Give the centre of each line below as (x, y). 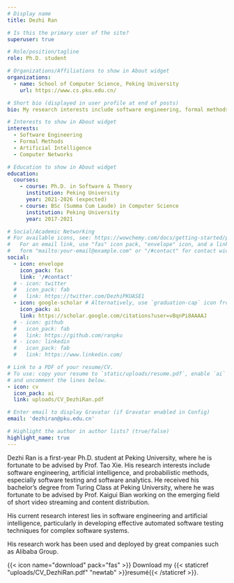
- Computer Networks (43, 154)
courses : (26, 180)
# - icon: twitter (40, 283)
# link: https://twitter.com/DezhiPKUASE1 (79, 296)
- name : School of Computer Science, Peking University (96, 84)
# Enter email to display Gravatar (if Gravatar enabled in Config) (109, 412)
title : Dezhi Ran (32, 20)
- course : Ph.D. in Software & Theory (76, 187)
